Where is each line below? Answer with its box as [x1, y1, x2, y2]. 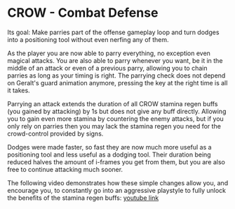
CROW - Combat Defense [7, 5, 159, 21]
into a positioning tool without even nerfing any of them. [7, 35, 169, 43]
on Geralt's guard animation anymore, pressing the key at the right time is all [7, 78, 228, 87]
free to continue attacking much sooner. [7, 165, 123, 173]
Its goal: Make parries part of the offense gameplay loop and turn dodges [7, 28, 220, 36]
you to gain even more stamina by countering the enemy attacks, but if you [7, 114, 224, 123]
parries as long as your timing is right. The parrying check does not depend [7, 71, 226, 80]
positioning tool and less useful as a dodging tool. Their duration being [7, 150, 212, 159]
